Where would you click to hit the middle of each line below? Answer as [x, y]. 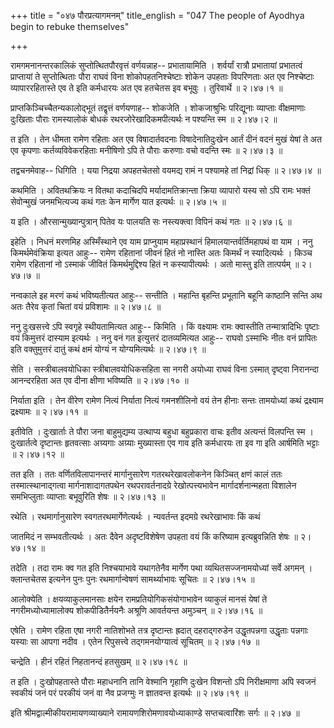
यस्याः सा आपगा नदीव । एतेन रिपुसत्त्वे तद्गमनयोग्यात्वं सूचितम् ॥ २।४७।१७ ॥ [135, 641]
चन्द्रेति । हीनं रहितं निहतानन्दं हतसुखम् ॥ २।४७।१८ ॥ [99, 661]
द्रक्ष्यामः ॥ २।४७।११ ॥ [49, 411]
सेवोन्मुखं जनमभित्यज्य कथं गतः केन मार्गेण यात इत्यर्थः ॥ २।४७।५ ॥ [118, 201]
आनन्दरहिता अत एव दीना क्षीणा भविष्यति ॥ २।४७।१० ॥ [99, 380]
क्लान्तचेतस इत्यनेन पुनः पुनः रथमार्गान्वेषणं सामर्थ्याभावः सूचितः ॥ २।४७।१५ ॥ [132, 579]
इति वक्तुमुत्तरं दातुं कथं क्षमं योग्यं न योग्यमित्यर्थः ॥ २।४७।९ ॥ [108, 349]
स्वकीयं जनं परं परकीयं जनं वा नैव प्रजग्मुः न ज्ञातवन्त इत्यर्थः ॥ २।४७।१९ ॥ [129, 693]
